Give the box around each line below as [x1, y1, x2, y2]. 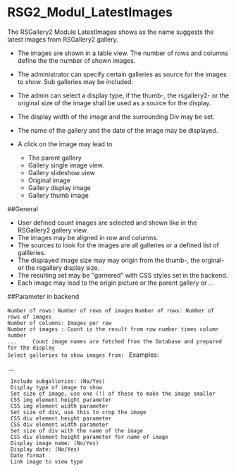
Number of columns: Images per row [7, 319, 112, 326]
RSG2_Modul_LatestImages [7, 4, 173, 20]
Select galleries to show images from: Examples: [7, 350, 159, 359]
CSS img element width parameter [10, 402, 109, 410]
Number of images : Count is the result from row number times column [7, 326, 219, 333]
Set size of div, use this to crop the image [10, 408, 147, 415]
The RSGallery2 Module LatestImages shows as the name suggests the [7, 28, 214, 36]
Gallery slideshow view [27, 168, 95, 177]
